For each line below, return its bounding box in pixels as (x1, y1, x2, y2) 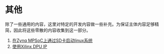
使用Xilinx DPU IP (12, 43, 47, 49)
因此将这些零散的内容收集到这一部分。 (13, 27, 91, 33)
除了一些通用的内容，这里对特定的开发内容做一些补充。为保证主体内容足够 (5, 21, 155, 27)
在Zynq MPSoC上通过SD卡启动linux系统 (12, 37, 93, 43)
